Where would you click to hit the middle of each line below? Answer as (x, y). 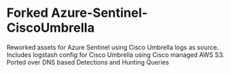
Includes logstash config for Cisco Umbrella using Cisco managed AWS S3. (115, 55)
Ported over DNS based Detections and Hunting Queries (88, 62)
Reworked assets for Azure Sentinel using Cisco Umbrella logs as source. (113, 47)
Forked (27, 13)
